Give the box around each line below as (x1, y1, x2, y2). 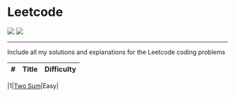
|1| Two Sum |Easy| (7, 81, 59, 90)
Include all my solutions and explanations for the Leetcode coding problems (7, 48, 226, 56)
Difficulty (44, 64, 77, 73)
